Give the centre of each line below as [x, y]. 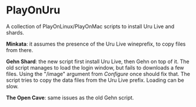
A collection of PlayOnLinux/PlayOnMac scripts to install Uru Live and [90, 26]
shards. [15, 32]
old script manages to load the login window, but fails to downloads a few [95, 67]
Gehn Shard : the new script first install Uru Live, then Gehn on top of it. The [98, 61]
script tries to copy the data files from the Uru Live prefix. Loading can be [95, 80]
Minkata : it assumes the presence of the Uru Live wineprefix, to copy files [96, 44]
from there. [20, 50]
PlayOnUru [33, 10]
